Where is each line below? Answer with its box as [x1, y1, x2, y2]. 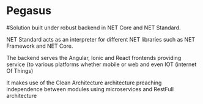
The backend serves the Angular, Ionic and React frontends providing [6, 54, 182, 61]
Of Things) [6, 67, 34, 74]
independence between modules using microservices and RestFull [6, 85, 174, 92]
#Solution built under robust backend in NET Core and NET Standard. [6, 24, 182, 31]
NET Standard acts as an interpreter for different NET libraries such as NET [6, 35, 196, 43]
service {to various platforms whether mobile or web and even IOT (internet [6, 61, 197, 68]
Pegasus [6, 4, 52, 18]
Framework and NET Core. [6, 42, 73, 50]
